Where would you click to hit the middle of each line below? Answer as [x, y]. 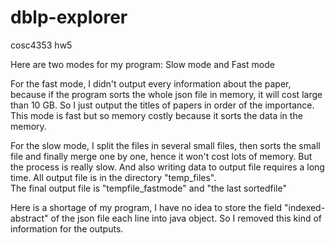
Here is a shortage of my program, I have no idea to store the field [146, 207]
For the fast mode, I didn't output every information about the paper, [151, 83]
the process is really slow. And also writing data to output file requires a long [167, 167]
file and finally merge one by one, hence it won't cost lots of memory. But [161, 156]
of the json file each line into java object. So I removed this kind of [186, 218]
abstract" [29, 218]
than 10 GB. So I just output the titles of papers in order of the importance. [162, 105]
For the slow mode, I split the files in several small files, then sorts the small [165, 145]
